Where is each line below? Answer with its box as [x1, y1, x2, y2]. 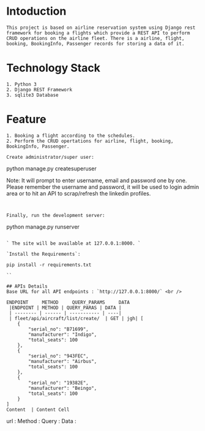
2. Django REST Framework [6, 86, 72, 93]
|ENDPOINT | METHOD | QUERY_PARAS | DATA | [9, 305, 122, 311]
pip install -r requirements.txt [6, 262, 92, 268]
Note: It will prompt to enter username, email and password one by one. [6, 177, 187, 184]
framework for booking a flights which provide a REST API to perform [6, 29, 190, 36]
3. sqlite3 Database [6, 92, 59, 98]
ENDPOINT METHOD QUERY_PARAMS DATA [6, 299, 130, 305]
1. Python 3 [6, 81, 37, 87]
